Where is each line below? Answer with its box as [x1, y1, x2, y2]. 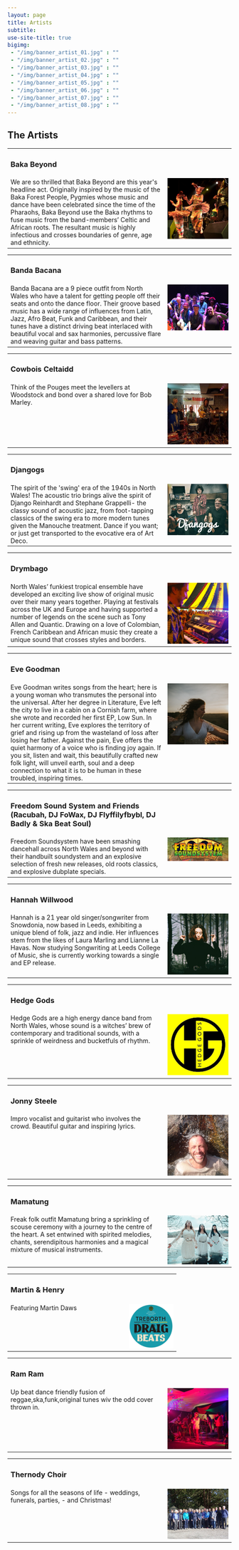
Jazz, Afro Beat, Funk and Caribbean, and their [10, 314, 147, 323]
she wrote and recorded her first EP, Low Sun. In [10, 713, 152, 722]
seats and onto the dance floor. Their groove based [10, 299, 161, 308]
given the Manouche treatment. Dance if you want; [10, 521, 159, 530]
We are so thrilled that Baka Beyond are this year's [10, 178, 158, 187]
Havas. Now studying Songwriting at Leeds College [10, 944, 161, 952]
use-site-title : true [7, 34, 72, 41]
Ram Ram [10, 1368, 44, 1378]
